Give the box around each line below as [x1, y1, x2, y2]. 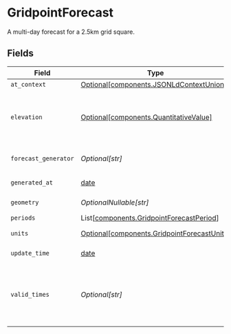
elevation [10, 113, 43, 121]
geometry [10, 198, 39, 206]
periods [10, 213, 36, 222]
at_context [10, 81, 46, 88]
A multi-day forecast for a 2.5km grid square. [7, 28, 135, 36]
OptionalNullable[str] [80, 198, 149, 207]
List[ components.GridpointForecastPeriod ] [80, 213, 219, 222]
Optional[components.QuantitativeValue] [80, 112, 212, 122]
